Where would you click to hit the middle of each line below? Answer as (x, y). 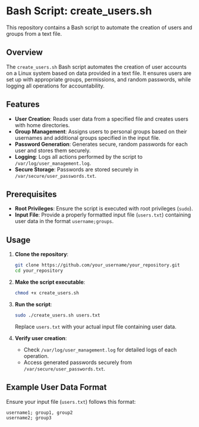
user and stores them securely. (53, 150)
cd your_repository (39, 271)
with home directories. (42, 125)
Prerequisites (31, 194)
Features (23, 104)
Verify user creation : (41, 338)
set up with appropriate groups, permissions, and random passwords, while (99, 79)
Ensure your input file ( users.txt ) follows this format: (71, 401)
